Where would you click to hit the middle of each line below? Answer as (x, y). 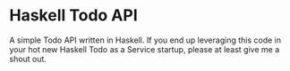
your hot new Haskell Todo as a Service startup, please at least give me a (145, 49)
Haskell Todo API (73, 16)
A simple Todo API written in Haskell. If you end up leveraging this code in (145, 40)
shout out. (28, 59)
